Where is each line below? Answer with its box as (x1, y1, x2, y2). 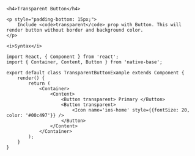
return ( (28, 80, 51, 87)
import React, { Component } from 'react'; (6, 54, 119, 60)
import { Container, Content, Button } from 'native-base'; (6, 59, 163, 65)
